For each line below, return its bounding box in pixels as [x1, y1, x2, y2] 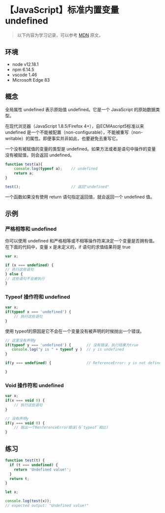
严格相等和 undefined [5, 226, 57, 233]
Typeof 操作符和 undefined [5, 293, 70, 300]
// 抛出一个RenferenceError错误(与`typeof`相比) [14, 425, 109, 430]
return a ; [14, 171, 34, 176]
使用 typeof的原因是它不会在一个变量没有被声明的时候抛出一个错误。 [5, 328, 144, 334]
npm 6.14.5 [12, 66, 34, 72]
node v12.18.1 [12, 61, 39, 67]
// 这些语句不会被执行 [5, 276, 45, 281]
